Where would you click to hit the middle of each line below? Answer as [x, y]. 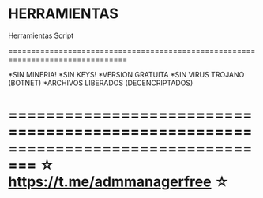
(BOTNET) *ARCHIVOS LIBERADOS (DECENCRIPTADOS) [101, 83]
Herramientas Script [41, 35]
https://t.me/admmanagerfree [110, 182]
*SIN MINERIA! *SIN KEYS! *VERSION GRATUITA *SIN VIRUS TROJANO [126, 74]
